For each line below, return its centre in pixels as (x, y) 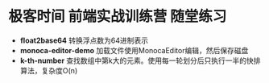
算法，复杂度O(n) (49, 70)
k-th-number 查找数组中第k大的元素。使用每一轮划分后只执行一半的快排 (140, 60)
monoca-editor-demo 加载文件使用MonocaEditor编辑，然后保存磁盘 (134, 50)
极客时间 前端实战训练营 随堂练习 (118, 17)
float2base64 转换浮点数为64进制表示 (84, 40)
